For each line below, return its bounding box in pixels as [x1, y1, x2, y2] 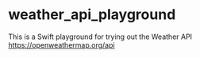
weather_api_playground [8, 6, 176, 24]
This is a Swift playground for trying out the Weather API [8, 32, 193, 41]
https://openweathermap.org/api [8, 40, 115, 49]
